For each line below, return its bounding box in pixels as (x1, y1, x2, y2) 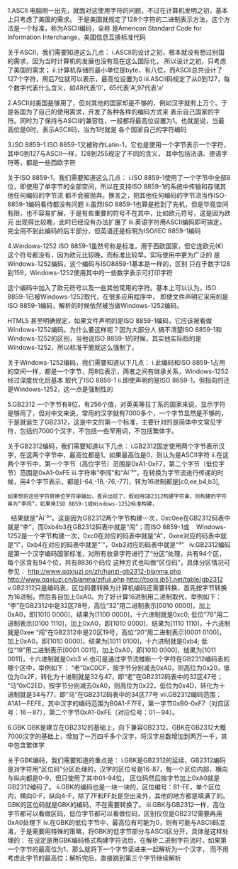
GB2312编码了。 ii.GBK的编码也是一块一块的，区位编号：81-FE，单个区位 (7, 783, 221, 791)
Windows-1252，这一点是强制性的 (13, 385, 113, 393)
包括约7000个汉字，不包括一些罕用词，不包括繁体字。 (19, 427, 178, 435)
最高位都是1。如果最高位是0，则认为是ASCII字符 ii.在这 (69, 451, 229, 459)
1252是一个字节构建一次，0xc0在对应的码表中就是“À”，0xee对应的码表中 (7, 532, 221, 540)
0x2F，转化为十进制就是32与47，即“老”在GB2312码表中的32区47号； (19, 673, 223, 681)
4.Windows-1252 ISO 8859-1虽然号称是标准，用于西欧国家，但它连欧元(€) (7, 242, 225, 250)
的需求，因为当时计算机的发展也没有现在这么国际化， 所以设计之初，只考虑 (7, 57, 227, 65)
